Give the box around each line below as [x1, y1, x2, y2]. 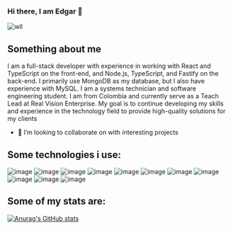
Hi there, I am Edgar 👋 [7, 6, 83, 16]
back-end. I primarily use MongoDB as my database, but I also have [7, 77, 205, 86]
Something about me [7, 42, 101, 55]
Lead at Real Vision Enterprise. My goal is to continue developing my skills [7, 99, 225, 108]
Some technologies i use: [7, 149, 122, 161]
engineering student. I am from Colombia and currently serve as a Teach [7, 92, 220, 100]
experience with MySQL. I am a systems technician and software [7, 84, 197, 93]
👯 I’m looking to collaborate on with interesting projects [17, 128, 178, 137]
